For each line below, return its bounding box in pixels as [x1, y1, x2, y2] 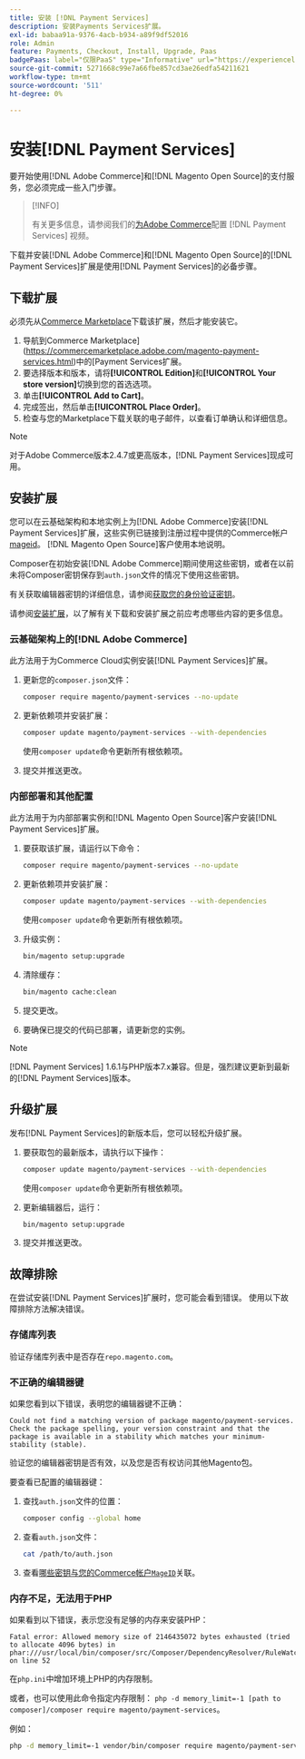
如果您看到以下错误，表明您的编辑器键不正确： [9, 1398, 184, 1409]
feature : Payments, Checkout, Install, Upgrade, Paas [9, 47, 218, 56]
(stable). [49, 1440, 88, 1449]
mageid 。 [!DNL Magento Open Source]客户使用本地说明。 [9, 539, 231, 550]
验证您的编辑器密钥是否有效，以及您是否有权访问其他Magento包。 [9, 1457, 258, 1468]
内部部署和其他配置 [9, 791, 93, 803]
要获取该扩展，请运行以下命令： [22, 843, 143, 854]
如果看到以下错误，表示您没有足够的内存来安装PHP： [9, 1614, 209, 1625]
